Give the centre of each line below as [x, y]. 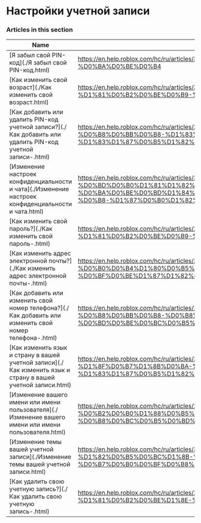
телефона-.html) [33, 338]
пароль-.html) [30, 244]
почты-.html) [28, 284]
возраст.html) [29, 102]
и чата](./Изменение [39, 189]
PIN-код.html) [29, 70]
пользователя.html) [37, 432]
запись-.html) [29, 512]
